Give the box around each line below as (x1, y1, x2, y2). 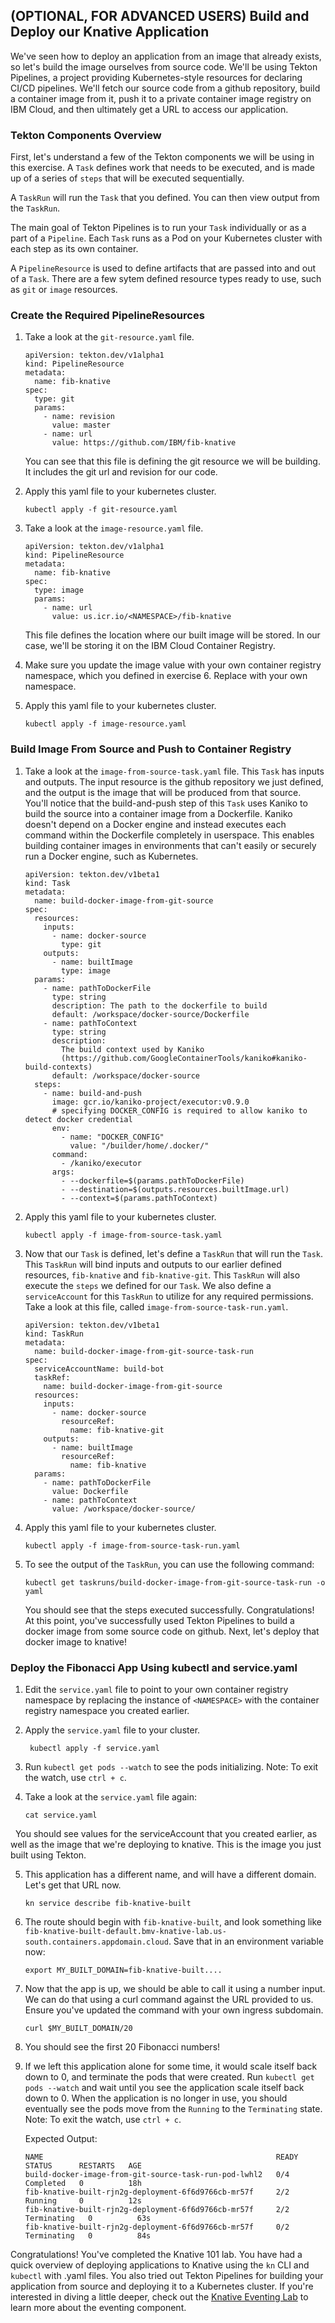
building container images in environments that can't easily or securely (24, 839, 317, 851)
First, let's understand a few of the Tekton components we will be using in (10, 151, 315, 163)
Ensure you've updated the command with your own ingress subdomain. (24, 2004, 324, 2016)
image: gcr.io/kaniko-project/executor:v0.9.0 (51, 1097, 250, 1107)
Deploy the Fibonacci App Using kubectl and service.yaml (10, 1660, 298, 1674)
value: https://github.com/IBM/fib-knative (51, 438, 237, 448)
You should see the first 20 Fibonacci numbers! (24, 2041, 221, 2053)
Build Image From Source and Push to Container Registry (10, 742, 292, 756)
